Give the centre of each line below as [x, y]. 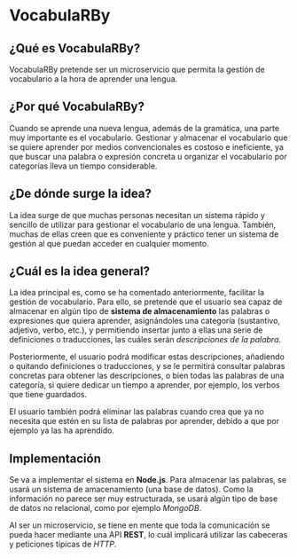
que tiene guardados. [48, 395]
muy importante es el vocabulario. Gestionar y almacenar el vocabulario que [148, 138]
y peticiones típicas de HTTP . [63, 544]
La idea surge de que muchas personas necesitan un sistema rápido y [137, 215]
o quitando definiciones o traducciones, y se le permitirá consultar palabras [147, 366]
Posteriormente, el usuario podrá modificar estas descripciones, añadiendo [147, 357]
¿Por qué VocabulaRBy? [77, 107]
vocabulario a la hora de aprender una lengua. [94, 79]
